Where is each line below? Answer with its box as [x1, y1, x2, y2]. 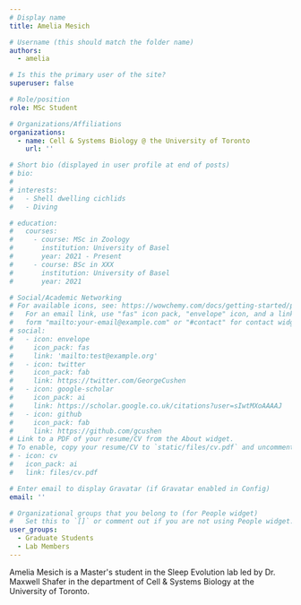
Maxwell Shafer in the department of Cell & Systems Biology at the [9, 575, 255, 587]
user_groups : [9, 525, 58, 534]
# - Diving [9, 203, 58, 212]
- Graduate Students [17, 534, 94, 543]
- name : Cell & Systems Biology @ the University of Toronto [17, 136, 251, 145]
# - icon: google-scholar [9, 385, 115, 394]
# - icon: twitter [9, 359, 87, 368]
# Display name [9, 13, 66, 22]
